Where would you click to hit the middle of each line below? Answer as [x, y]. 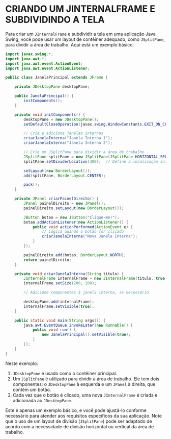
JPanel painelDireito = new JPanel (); [65, 204]
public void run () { [54, 330]
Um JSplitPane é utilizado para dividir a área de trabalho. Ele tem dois [86, 379]
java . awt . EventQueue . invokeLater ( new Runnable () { [78, 325]
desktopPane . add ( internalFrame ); [59, 302]
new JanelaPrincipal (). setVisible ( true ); [86, 335]
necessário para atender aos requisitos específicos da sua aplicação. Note [83, 416]
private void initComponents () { [50, 115]
